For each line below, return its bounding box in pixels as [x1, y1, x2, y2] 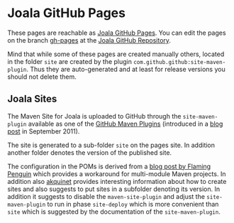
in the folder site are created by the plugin [7, 57, 133, 65]
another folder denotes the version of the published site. [7, 148, 172, 157]
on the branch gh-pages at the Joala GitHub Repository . [7, 36, 172, 44]
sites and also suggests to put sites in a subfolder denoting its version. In [7, 185, 221, 193]
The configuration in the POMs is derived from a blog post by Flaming [7, 162, 211, 170]
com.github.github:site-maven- [133, 58, 226, 65]
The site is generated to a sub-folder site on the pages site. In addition [7, 141, 215, 149]
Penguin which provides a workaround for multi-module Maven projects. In [7, 169, 226, 178]
